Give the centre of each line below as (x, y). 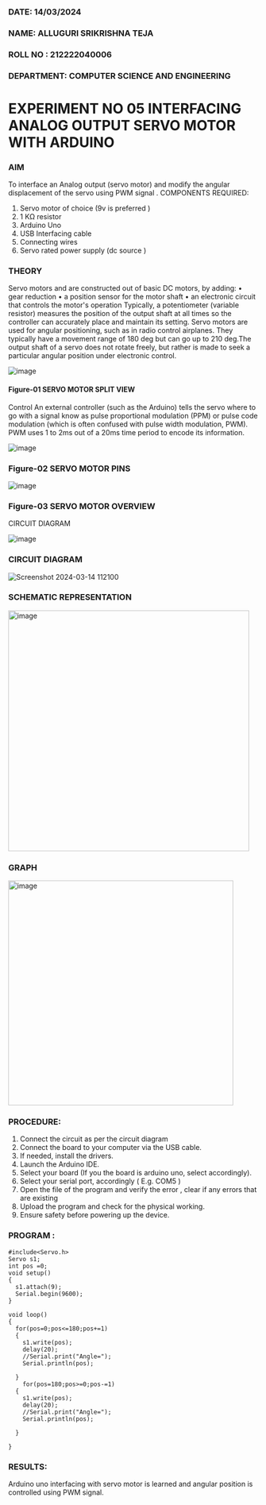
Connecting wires (48, 242)
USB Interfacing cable (56, 233)
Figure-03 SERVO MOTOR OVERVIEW (82, 506)
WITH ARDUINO (62, 142)
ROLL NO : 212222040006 (60, 54)
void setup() (30, 1273)
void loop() (28, 1314)
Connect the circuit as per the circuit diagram (94, 1139)
